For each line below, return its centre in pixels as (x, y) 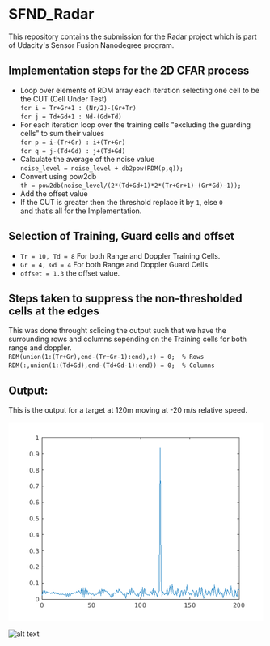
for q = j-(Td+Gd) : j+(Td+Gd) (73, 151)
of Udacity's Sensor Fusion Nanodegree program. (91, 45)
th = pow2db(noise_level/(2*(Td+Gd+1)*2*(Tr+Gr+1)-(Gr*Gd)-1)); (131, 186)
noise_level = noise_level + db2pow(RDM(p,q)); (101, 168)
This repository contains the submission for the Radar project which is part (133, 36)
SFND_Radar (51, 14)
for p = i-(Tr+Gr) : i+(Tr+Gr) (73, 143)
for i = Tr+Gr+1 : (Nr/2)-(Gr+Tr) (78, 108)
